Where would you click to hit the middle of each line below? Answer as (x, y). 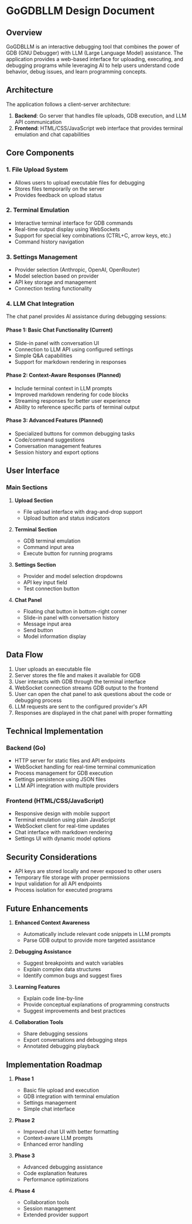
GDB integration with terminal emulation (71, 1096)
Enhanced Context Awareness (52, 923)
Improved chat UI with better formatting (71, 1131)
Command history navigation (49, 242)
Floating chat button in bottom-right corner (75, 611)
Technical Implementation (55, 731)
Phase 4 (25, 1190)
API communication (38, 122)
